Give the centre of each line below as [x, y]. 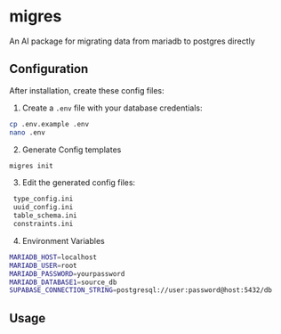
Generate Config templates [72, 150]
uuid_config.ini [43, 208]
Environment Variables [63, 240]
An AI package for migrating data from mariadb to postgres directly [132, 41]
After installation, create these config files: [87, 90]
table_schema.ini [45, 216]
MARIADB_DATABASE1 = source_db [63, 282]
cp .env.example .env [49, 124]
